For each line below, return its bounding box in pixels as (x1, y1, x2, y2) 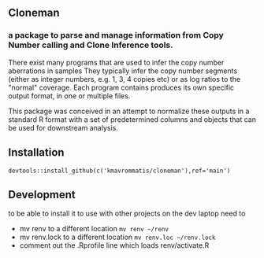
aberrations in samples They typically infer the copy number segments (8, 66, 238, 76)
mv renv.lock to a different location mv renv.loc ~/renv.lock (19, 232, 216, 242)
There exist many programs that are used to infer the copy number (8, 57, 225, 67)
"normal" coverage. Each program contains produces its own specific (8, 83, 235, 92)
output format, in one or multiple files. (8, 90, 131, 101)
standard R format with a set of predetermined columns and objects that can (8, 114, 256, 124)
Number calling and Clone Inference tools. (8, 39, 173, 50)
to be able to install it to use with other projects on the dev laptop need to (8, 208, 246, 219)
